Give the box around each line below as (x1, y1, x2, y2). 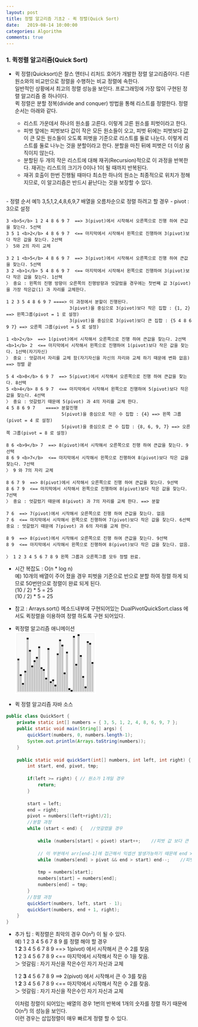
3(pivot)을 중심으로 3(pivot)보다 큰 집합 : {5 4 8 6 (69, 318, 192, 324)
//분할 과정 (27, 819, 52, 825)
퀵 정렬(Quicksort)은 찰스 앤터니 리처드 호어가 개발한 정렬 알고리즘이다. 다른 (14, 70, 190, 77)
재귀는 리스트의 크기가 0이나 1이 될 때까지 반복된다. (31, 164, 148, 171)
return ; (37, 782, 57, 788)
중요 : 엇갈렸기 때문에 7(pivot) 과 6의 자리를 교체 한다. (6, 523, 132, 529)
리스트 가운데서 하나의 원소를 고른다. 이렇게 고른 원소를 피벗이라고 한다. (23, 120, 187, 127)
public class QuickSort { (6, 713, 70, 720)
